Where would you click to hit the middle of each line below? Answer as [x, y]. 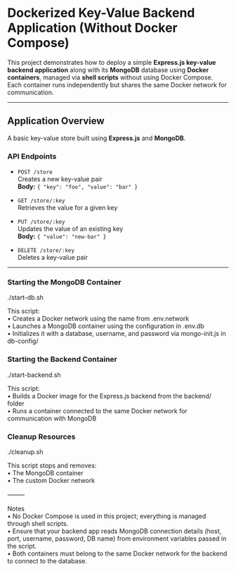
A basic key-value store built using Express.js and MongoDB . [97, 138]
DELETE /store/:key [46, 251]
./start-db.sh [26, 298]
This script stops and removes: [52, 465]
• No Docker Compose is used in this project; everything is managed [107, 516]
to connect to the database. [47, 560]
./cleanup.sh [25, 451]
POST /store [35, 172]
